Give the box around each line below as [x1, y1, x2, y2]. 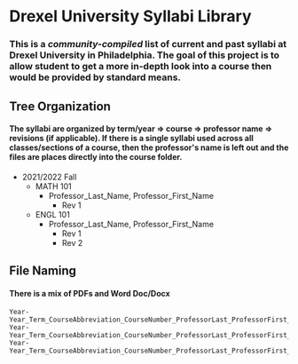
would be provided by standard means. [9, 71, 182, 83]
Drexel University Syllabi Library [9, 6, 252, 27]
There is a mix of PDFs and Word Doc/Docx [9, 288, 170, 298]
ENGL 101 [35, 209, 71, 219]
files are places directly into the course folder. [9, 152, 183, 162]
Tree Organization [9, 99, 111, 114]
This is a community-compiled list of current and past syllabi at [9, 38, 286, 51]
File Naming [9, 264, 77, 279]
